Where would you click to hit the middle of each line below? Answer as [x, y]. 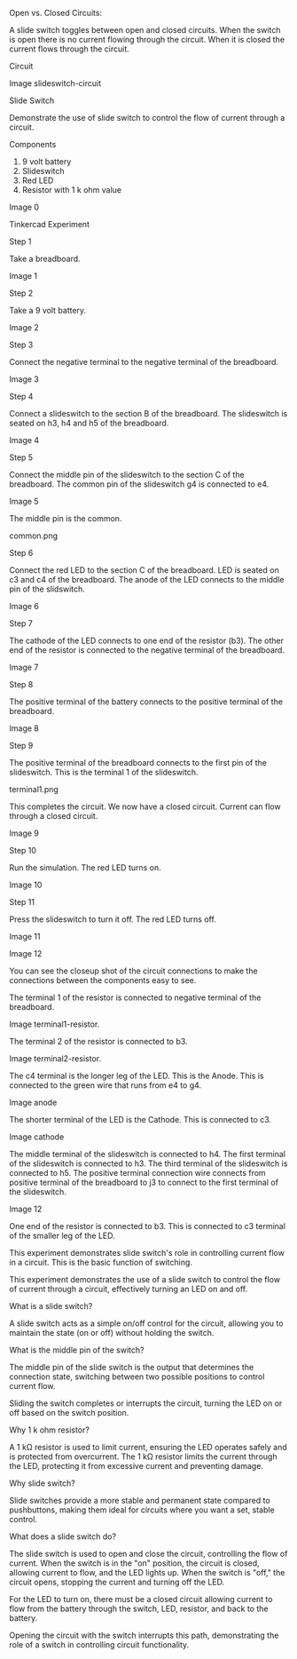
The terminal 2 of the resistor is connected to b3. [98, 1041]
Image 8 [24, 728]
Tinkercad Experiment [50, 224]
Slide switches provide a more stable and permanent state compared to [140, 1500]
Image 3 [24, 379]
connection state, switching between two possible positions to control [137, 1377]
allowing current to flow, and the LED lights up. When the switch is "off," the [147, 1572]
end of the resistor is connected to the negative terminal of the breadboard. [147, 650]
